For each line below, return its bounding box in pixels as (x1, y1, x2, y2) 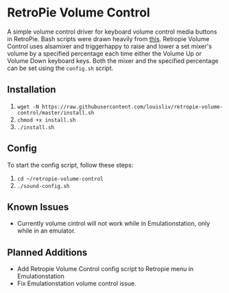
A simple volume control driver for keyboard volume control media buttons (7, 27, 217, 36)
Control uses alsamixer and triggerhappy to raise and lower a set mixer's (7, 42, 213, 50)
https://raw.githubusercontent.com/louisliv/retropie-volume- (42, 103, 224, 110)
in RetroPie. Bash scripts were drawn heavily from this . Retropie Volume (7, 34, 210, 43)
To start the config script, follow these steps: (7, 161, 134, 169)
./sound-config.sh (16, 183, 70, 189)
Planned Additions (7, 246, 88, 258)
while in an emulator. (16, 226, 76, 235)
